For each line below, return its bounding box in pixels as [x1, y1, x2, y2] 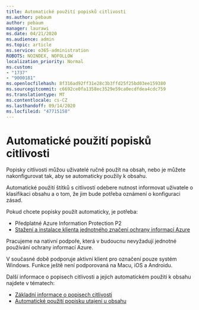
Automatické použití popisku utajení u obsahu [14, 298, 127, 305]
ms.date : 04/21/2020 [6, 31, 58, 37]
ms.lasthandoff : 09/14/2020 [6, 102, 76, 109]
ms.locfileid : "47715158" [6, 108, 70, 114]
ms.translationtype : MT [6, 92, 65, 98]
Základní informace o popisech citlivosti [14, 291, 113, 298]
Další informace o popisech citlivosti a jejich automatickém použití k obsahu [6, 273, 191, 280]
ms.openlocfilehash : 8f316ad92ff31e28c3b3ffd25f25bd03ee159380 [6, 81, 166, 87]
